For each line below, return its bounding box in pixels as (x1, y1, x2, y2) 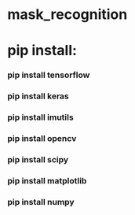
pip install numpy (7, 196, 75, 207)
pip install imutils (7, 112, 74, 123)
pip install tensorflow (7, 69, 90, 80)
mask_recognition (7, 6, 128, 24)
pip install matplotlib (7, 175, 87, 186)
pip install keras (7, 91, 69, 102)
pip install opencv (7, 133, 77, 144)
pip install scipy (7, 154, 69, 165)
